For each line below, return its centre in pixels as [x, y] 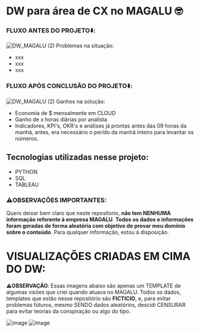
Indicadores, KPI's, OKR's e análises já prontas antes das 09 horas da [101, 126]
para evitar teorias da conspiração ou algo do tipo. [68, 311]
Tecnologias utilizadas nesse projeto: [78, 157]
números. [27, 138]
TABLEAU [27, 185]
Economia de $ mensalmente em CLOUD [65, 113]
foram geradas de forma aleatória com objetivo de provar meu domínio [96, 225]
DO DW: [26, 269]
